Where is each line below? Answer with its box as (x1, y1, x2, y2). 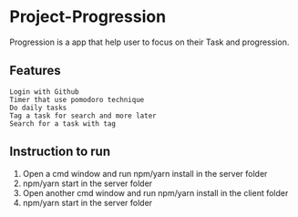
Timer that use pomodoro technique (9, 95, 145, 104)
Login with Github (9, 87, 79, 97)
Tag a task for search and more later (9, 111, 157, 120)
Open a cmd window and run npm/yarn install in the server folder (22, 168, 268, 179)
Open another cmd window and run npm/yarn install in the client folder (22, 187, 289, 198)
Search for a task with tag (9, 119, 117, 129)
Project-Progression (9, 6, 167, 27)
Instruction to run (9, 144, 111, 160)
